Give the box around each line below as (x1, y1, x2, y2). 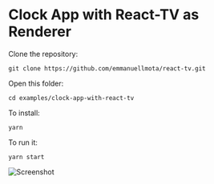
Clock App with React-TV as (8, 6, 200, 24)
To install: (8, 108, 40, 118)
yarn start (8, 153, 45, 161)
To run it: (8, 138, 38, 147)
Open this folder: (8, 78, 64, 88)
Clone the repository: (8, 49, 79, 58)
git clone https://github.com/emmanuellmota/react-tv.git (8, 64, 206, 73)
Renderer (8, 22, 72, 41)
